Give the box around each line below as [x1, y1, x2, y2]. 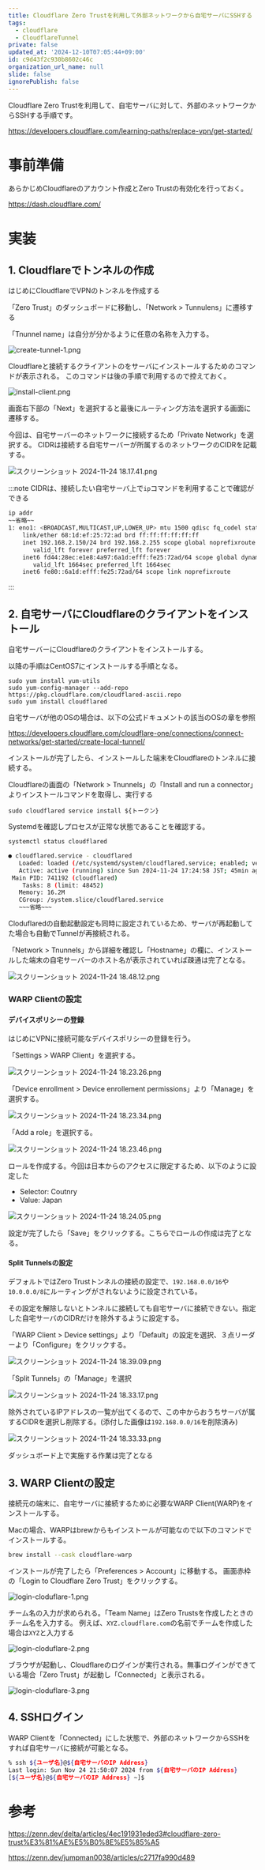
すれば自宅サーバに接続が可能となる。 [8, 1743, 132, 1752]
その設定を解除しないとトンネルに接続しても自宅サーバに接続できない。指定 [8, 1303, 256, 1313]
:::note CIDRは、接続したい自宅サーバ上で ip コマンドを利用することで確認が [8, 484, 255, 493]
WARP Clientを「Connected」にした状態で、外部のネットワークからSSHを [8, 1732, 251, 1743]
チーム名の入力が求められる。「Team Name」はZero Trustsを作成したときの [8, 1608, 254, 1618]
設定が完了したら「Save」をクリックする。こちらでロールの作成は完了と [8, 1228, 245, 1238]
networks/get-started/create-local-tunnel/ [8, 737, 146, 747]
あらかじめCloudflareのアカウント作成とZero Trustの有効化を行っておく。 [8, 183, 248, 194]
